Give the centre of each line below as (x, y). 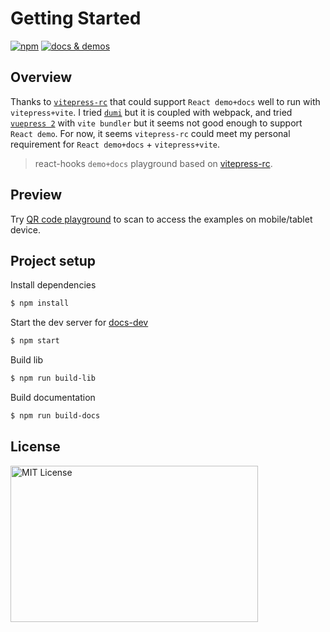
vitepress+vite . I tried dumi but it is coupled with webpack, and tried (151, 112)
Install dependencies (53, 285)
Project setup (53, 260)
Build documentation (53, 397)
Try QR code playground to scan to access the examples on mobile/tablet (161, 219)
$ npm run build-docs (55, 416)
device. (25, 229)
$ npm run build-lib (53, 378)
